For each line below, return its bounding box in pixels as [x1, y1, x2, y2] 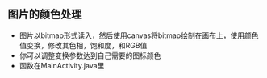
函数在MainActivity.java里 [19, 60, 105, 70]
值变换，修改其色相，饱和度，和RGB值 [19, 40, 148, 50]
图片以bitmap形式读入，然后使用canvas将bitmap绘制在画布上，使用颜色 [19, 31, 259, 40]
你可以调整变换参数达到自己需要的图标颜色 [19, 51, 161, 60]
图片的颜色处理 [7, 7, 82, 22]
